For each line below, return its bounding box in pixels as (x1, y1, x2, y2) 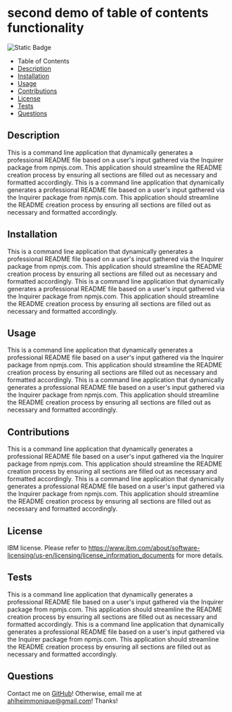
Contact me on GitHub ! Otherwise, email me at (7, 689, 142, 697)
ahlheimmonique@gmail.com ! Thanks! (7, 697, 118, 705)
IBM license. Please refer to (7, 544, 87, 552)
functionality (7, 20, 84, 36)
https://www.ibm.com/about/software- (88, 544, 200, 552)
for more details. (176, 551, 224, 559)
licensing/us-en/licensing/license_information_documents (7, 551, 175, 559)
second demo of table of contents (7, 5, 209, 21)
